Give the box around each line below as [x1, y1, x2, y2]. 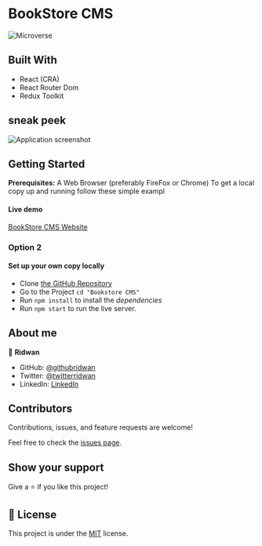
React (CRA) [19, 74, 60, 83]
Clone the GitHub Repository [19, 278, 112, 288]
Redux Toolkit [19, 91, 64, 101]
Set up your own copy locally [8, 261, 104, 271]
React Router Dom [19, 82, 79, 92]
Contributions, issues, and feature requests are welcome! [8, 423, 194, 432]
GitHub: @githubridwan [19, 362, 96, 372]
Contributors [8, 401, 73, 415]
